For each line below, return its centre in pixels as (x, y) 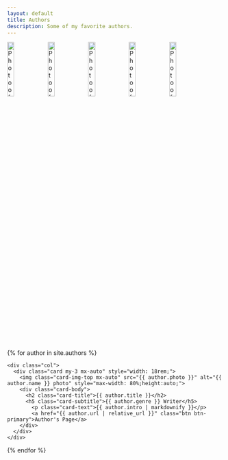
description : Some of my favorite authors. (70, 26)
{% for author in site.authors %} (52, 353)
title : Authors (29, 20)
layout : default (30, 13)
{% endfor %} (27, 450)
